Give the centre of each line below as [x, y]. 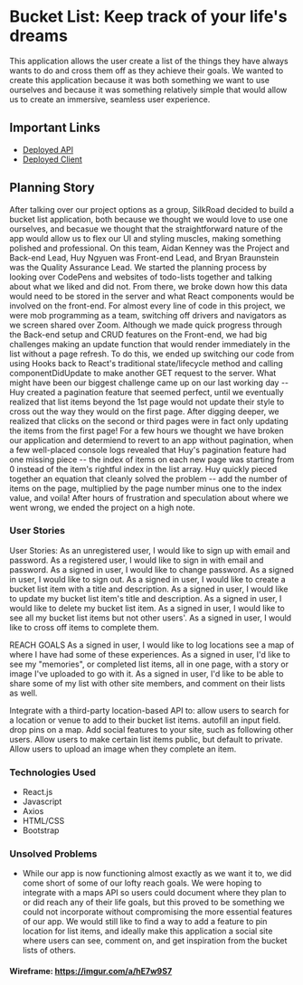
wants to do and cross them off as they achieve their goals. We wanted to [147, 71]
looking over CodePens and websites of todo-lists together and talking [141, 277]
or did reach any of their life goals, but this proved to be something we [153, 903]
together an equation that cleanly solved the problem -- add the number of [148, 478]
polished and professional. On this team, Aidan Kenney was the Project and [149, 248]
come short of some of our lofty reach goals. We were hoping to [142, 883]
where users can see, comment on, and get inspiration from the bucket [155, 941]
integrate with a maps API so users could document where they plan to [154, 893]
